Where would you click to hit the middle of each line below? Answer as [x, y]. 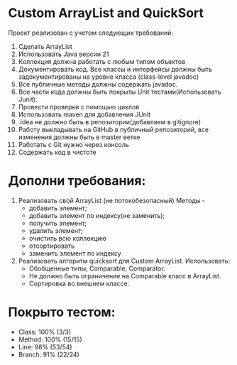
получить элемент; [58, 223]
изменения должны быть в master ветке [79, 137]
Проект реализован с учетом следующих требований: [90, 33]
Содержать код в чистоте [57, 152]
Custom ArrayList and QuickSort [106, 13]
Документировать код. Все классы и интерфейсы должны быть [115, 69]
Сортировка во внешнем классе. [79, 283]
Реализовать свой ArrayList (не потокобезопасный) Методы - [111, 200]
